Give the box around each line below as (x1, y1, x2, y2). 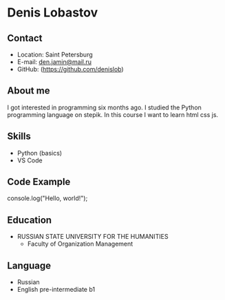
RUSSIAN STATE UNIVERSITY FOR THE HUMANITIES (17, 233, 169, 241)
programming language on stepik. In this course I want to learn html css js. (7, 110, 219, 118)
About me (7, 85, 50, 97)
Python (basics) (17, 149, 63, 157)
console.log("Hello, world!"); (7, 194, 88, 202)
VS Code (17, 156, 43, 164)
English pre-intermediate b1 (17, 286, 96, 294)
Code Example (7, 176, 71, 188)
